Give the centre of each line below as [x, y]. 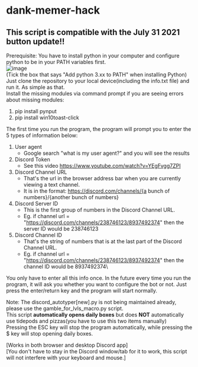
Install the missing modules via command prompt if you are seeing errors [95, 93]
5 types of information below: [42, 135]
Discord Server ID [36, 203]
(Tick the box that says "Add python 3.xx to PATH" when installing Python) [97, 74]
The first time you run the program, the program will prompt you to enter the [99, 129]
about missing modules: [35, 100]
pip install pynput [36, 111]
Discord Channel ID [38, 235]
